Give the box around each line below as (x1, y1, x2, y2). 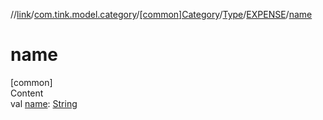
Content (10, 87, 44, 99)
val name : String (10, 97, 78, 109)
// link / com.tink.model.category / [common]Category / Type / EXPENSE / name (10, 9, 313, 20)
